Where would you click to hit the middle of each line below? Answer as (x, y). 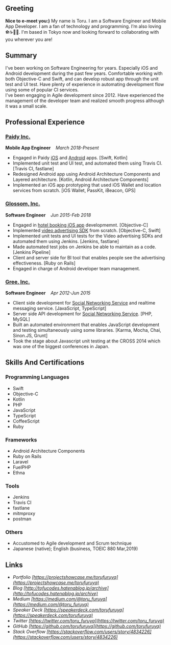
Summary (21, 56)
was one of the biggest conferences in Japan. (61, 346)
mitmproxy (24, 513)
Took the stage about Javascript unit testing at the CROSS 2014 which (87, 341)
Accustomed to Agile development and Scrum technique (72, 543)
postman (22, 519)
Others (14, 532)
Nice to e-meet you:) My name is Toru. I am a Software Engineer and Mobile (86, 21)
